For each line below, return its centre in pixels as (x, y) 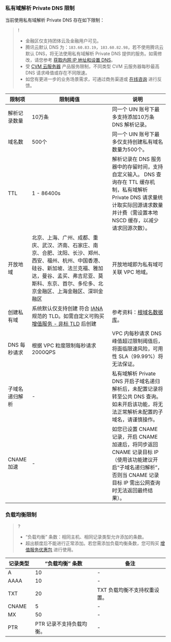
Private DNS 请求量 (135, 198)
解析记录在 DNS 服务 (137, 159)
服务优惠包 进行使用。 (53, 550)
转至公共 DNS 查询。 (137, 397)
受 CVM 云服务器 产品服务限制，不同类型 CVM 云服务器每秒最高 (92, 66)
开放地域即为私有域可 (137, 265)
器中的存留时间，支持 (137, 167)
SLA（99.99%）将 (141, 356)
